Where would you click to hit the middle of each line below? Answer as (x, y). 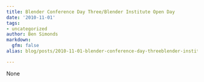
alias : (15, 51)
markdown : (19, 40)
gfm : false (25, 46)
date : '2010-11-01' (31, 17)
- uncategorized (27, 29)
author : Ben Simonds (32, 34)
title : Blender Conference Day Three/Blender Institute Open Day (90, 12)
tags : (13, 23)
